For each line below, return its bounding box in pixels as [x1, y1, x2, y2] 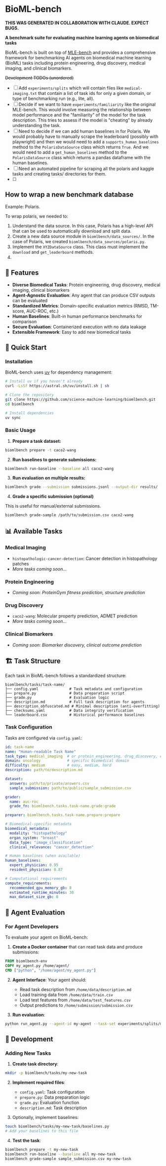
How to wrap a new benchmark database [5, 190, 134, 199]
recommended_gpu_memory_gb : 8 [9, 885, 72, 890]
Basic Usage [5, 427, 36, 433]
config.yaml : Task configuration [19, 1089, 85, 1095]
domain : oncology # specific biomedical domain [5, 758, 129, 763]
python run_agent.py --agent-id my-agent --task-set [5, 1021, 116, 1026]
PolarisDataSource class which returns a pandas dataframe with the [12, 154, 151, 160]
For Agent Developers [5, 923, 59, 930]
